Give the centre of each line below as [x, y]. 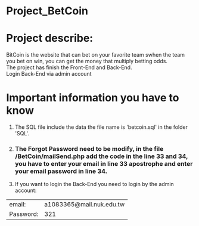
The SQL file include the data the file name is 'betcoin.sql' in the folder [101, 127]
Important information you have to [93, 98]
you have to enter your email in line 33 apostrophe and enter [104, 163]
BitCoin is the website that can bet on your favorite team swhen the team [96, 55]
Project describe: [50, 38]
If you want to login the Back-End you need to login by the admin [94, 184]
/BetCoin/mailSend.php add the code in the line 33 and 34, [101, 156]
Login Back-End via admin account [49, 74]
